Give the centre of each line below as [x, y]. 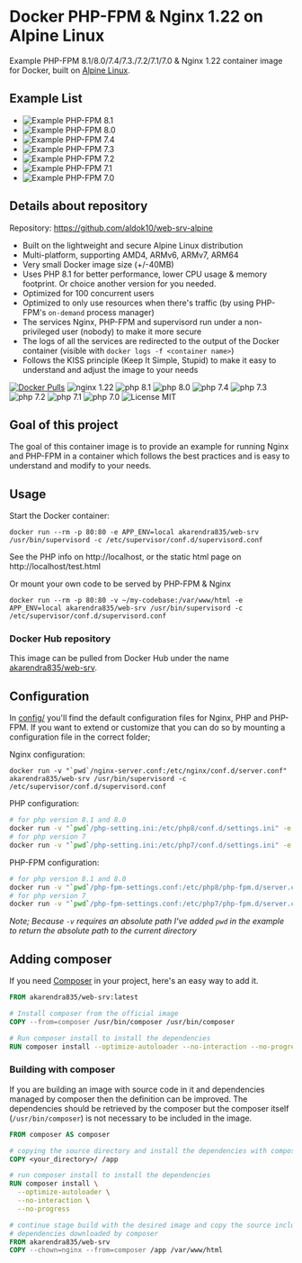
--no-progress [44, 1209]
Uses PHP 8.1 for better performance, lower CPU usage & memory [145, 274]
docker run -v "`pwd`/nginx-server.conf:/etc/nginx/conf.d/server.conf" [148, 771]
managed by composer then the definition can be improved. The [129, 1099]
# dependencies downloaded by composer [84, 1233]
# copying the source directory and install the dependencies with [138, 1150]
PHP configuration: [44, 804]
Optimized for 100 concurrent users [88, 293]
